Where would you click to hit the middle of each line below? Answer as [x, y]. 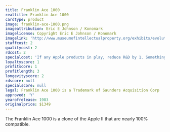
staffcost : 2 [19, 43]
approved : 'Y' [20, 95]
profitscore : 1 [21, 67]
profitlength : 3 [22, 72]
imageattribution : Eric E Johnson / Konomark [54, 29]
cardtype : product [25, 19]
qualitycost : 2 [21, 48]
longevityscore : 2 [25, 76]
